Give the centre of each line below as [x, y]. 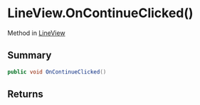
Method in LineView [36, 33]
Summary [30, 55]
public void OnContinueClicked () [57, 72]
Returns [26, 94]
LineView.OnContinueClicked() [100, 13]
